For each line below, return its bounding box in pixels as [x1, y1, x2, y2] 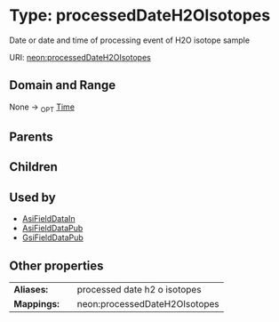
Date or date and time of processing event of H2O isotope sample [9, 35, 251, 45]
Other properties [9, 258, 104, 273]
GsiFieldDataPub [21, 232, 84, 243]
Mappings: [13, 297, 60, 310]
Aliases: [13, 283, 49, 295]
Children [9, 159, 58, 174]
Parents [9, 129, 53, 144]
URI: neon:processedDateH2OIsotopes [9, 52, 151, 62]
